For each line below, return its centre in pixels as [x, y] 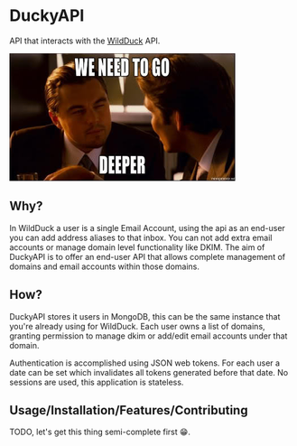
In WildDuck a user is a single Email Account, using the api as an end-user [148, 228]
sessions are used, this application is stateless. [97, 382]
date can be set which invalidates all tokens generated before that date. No [149, 372]
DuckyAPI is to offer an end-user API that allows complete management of [148, 256]
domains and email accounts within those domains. [105, 266]
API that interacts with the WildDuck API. [85, 41]
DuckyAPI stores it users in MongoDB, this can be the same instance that [145, 316]
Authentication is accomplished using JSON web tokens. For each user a [145, 363]
